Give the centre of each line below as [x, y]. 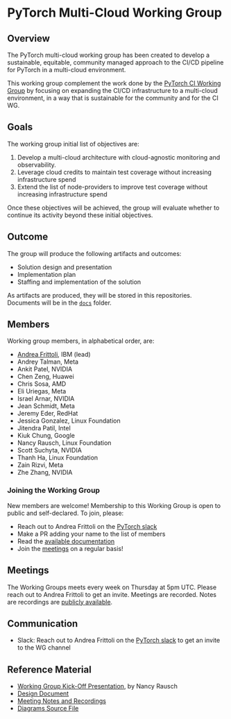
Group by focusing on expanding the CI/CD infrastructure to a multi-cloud [112, 91]
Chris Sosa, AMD [42, 384]
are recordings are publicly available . [60, 602]
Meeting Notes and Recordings [61, 701]
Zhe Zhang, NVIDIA [45, 473]
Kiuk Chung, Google [46, 436]
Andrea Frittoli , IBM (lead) [54, 355]
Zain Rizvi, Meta [40, 465]
